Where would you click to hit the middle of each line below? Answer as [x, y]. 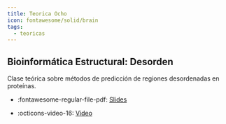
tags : [15, 27]
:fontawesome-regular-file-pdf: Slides [72, 99]
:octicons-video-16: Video [55, 113]
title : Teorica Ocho [37, 14]
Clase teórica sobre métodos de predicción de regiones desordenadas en [113, 78]
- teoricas [29, 33]
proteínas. [22, 86]
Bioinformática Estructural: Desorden [90, 61]
